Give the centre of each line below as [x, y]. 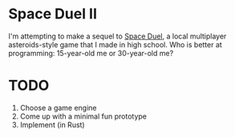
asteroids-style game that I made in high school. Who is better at [115, 44]
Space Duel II [53, 14]
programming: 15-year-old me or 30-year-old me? [91, 53]
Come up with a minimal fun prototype [83, 116]
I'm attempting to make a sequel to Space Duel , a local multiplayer [118, 36]
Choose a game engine [59, 107]
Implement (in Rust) [53, 124]
